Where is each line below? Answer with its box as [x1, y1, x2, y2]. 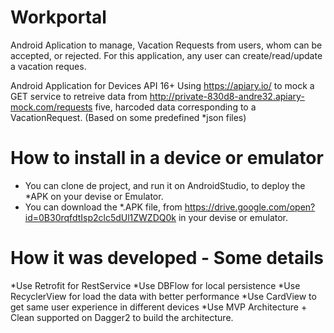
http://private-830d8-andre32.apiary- [149, 90, 305, 102]
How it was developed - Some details [10, 247, 325, 270]
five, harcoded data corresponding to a [94, 101, 257, 113]
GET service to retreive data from [10, 90, 148, 102]
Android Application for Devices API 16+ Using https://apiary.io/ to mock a [10, 79, 315, 91]
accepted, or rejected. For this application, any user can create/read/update [10, 49, 323, 61]
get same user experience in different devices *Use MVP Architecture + [10, 301, 308, 313]
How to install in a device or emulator [10, 147, 324, 170]
